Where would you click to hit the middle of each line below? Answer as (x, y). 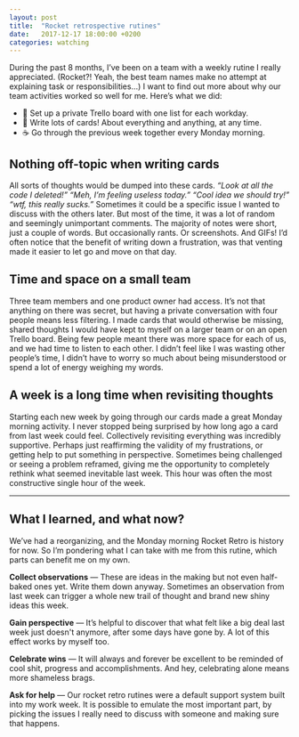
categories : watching (49, 42)
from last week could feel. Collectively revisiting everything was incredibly (145, 435)
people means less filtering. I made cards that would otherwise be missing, (146, 320)
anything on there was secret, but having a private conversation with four (144, 310)
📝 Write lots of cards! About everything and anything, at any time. (142, 123)
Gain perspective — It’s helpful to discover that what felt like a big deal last (147, 622)
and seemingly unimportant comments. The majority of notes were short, (143, 223)
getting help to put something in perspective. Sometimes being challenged (146, 454)
